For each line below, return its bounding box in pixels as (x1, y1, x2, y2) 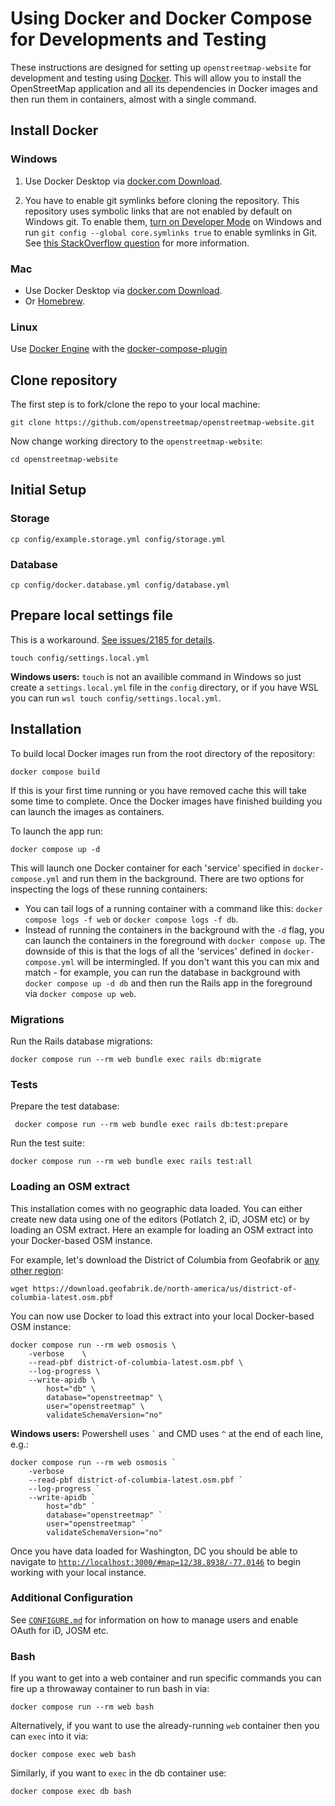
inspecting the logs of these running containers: (10, 883, 208, 895)
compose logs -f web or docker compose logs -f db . (24, 913, 239, 925)
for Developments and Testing (10, 28, 267, 51)
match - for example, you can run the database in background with (24, 966, 301, 978)
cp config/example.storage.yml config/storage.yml (10, 534, 226, 544)
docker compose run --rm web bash (10, 1702, 155, 1712)
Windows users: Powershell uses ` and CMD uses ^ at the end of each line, (10, 1427, 324, 1439)
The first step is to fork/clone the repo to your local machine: (10, 398, 261, 411)
